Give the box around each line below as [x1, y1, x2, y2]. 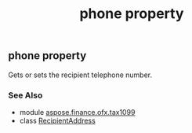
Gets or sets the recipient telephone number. [8, 70, 153, 79]
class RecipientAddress [19, 116, 96, 125]
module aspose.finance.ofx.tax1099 [19, 107, 136, 116]
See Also [8, 90, 43, 101]
